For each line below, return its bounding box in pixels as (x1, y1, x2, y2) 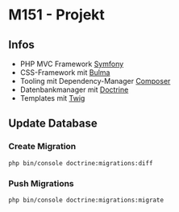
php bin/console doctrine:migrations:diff (8, 159, 153, 167)
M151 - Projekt (8, 6, 105, 24)
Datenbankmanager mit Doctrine (19, 85, 129, 94)
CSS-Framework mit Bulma (19, 68, 110, 77)
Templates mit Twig (19, 94, 85, 102)
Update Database (8, 117, 98, 131)
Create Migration (8, 141, 77, 152)
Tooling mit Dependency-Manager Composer (19, 77, 171, 85)
